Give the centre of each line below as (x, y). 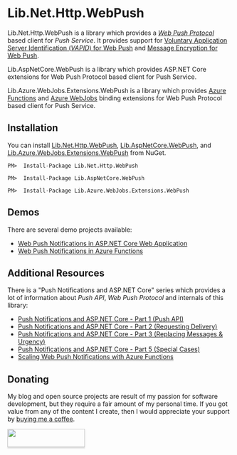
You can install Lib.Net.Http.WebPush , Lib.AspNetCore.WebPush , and (109, 145)
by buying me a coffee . (41, 419)
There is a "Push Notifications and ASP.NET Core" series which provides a (116, 290)
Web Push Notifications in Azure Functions (80, 251)
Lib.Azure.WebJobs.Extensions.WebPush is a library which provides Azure (117, 90)
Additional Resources (56, 273)
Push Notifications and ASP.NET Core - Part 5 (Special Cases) (109, 349)
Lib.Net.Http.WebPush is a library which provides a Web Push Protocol (111, 33)
